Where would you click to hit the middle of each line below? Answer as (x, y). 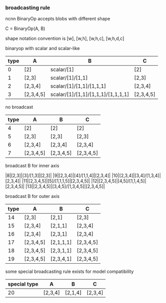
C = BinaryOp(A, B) (25, 29)
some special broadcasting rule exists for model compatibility (70, 271)
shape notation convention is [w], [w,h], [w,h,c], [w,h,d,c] (65, 39)
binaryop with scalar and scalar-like (43, 48)
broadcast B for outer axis (32, 196)
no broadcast (19, 107)
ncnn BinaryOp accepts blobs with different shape (58, 19)
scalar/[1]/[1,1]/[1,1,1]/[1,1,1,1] (90, 94)
